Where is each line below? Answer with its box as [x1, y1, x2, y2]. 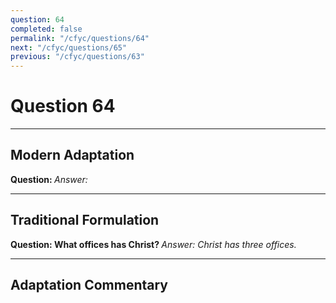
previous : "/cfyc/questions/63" [10, 52, 145, 62]
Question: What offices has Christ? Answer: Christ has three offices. [10, 238, 297, 250]
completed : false [10, 24, 83, 34]
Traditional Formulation [10, 212, 160, 229]
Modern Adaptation [10, 147, 135, 164]
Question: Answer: [10, 173, 88, 185]
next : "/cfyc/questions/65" [10, 42, 128, 53]
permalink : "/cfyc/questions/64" [10, 33, 150, 43]
